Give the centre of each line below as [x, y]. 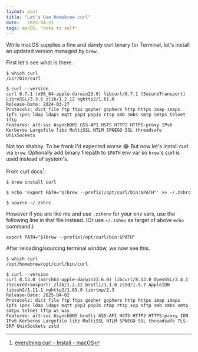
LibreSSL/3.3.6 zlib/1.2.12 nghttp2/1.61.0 [60, 99]
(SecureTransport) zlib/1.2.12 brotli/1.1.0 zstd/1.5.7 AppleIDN [88, 285]
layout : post [22, 12]
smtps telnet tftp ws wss [38, 311]
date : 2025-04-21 [30, 22]
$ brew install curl [32, 182]
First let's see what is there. [40, 63]
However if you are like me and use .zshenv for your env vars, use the [91, 214]
